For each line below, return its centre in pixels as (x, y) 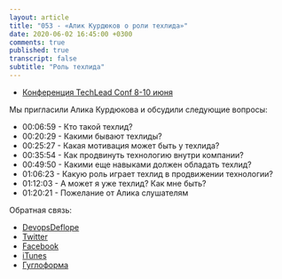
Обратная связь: (41, 210)
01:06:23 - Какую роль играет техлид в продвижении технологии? (147, 173)
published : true (39, 51)
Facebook (40, 246)
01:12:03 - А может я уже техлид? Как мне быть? (114, 183)
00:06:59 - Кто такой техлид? (77, 126)
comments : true (37, 42)
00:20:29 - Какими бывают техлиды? (92, 136)
